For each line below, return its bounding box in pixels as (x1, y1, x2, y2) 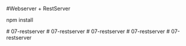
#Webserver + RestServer (6, 5, 71, 12)
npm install (6, 17, 34, 23)
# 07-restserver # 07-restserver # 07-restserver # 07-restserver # (6, 28, 170, 35)
